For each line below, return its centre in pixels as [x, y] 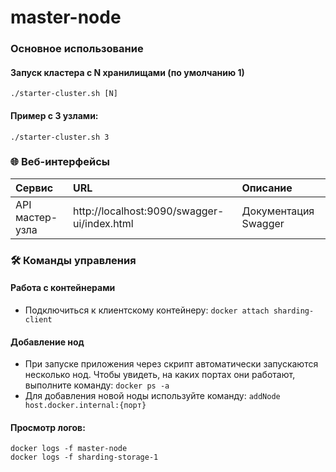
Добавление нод [47, 342]
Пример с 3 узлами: [54, 115]
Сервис [34, 188]
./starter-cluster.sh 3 [60, 137]
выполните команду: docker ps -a [97, 385]
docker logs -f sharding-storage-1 [84, 457]
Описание [267, 188]
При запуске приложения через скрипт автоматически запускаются [171, 364]
